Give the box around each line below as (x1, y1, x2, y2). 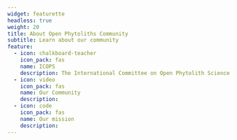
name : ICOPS (20, 63, 55, 70)
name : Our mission (20, 115, 75, 122)
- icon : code (13, 103, 53, 110)
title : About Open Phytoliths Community (7, 30, 129, 37)
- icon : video (13, 76, 55, 83)
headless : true (7, 17, 53, 24)
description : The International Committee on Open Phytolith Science (20, 69, 231, 76)
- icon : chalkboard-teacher (13, 50, 97, 57)
